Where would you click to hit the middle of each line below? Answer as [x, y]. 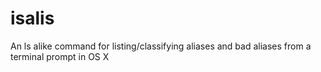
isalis [32, 18]
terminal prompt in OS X [60, 56]
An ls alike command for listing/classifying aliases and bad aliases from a [161, 46]
